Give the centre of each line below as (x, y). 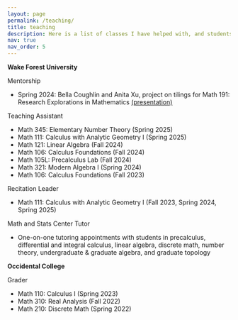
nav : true (22, 40)
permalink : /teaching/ (41, 21)
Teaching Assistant (35, 116)
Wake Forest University (42, 67)
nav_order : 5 (27, 47)
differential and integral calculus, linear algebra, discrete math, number (121, 245)
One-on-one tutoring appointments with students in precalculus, (112, 237)
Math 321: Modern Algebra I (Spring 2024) (79, 167)
